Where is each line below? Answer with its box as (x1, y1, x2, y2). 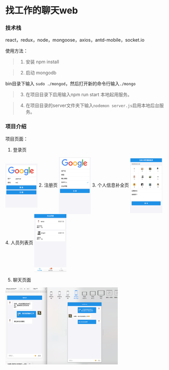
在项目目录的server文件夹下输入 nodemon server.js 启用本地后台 (25, 102, 160, 108)
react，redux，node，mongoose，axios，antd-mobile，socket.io (5, 37, 145, 43)
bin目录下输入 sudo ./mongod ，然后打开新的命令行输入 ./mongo (5, 81, 136, 87)
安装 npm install (25, 59, 59, 65)
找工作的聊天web (5, 5, 78, 16)
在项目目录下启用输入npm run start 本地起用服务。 (25, 91, 133, 98)
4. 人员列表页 (5, 239, 33, 246)
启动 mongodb (25, 70, 57, 76)
